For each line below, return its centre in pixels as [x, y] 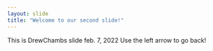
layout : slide [28, 14]
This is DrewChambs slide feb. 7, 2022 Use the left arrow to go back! [107, 40]
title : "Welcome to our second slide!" [66, 20]
